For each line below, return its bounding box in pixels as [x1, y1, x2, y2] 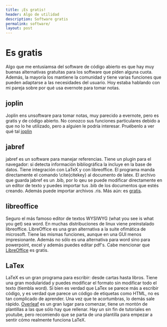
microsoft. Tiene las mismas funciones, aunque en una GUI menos [5, 231, 142, 237]
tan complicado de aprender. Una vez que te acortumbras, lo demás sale [5, 296, 155, 302]
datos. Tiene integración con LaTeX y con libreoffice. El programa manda [5, 166, 155, 172]
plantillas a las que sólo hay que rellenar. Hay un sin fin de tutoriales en [5, 307, 151, 313]
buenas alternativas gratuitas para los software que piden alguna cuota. [5, 69, 153, 75]
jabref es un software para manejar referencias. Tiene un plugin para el [5, 156, 151, 162]
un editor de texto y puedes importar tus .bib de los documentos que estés [5, 182, 159, 188]
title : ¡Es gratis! [5, 7, 46, 12]
